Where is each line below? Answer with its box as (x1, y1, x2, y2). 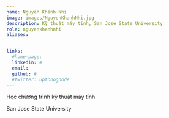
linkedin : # (12, 59, 43, 65)
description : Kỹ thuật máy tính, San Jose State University (6, 20, 163, 26)
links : (6, 48, 23, 54)
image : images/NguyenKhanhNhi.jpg (6, 15, 95, 21)
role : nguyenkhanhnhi (6, 26, 62, 32)
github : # (12, 71, 37, 77)
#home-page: (12, 54, 43, 60)
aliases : (6, 32, 29, 38)
